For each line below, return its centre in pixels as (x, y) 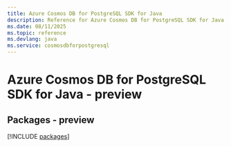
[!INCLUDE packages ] (38, 136)
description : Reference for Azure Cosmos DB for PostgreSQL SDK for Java (116, 20)
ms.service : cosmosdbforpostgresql (58, 46)
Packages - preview (51, 120)
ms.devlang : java (32, 39)
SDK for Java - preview (75, 95)
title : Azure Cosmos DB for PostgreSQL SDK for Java (85, 13)
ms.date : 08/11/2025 (37, 26)
